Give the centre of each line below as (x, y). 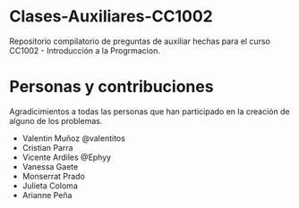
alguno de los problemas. (56, 121)
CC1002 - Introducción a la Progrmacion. (85, 50)
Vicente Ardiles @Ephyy (67, 157)
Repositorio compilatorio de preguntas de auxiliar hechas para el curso (140, 41)
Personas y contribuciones (111, 87)
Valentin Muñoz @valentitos (73, 138)
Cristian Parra (47, 147)
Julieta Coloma (50, 186)
